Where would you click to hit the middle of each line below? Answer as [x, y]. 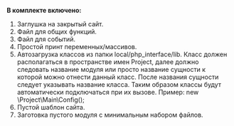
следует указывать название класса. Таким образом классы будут [119, 84]
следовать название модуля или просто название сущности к [111, 69]
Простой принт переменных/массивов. [77, 47]
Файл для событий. [46, 39]
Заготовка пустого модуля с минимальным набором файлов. [110, 115]
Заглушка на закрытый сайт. [60, 24]
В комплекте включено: [44, 10]
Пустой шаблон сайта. [51, 107]
